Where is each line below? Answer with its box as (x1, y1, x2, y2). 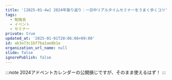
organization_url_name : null (5, 45, 68, 50)
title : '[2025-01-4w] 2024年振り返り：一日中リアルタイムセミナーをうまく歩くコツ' (5, 7, 168, 13)
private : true (5, 31, 36, 36)
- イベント (10, 21, 30, 27)
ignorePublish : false (5, 55, 52, 60)
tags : (5, 12, 17, 17)
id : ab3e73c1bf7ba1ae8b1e (5, 41, 60, 46)
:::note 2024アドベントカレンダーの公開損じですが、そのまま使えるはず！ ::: (5, 69, 166, 75)
